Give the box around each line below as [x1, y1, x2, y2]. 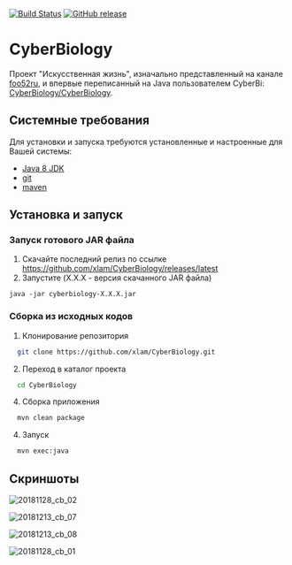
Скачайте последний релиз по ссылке [21, 254, 167, 264]
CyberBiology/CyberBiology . [9, 87, 113, 97]
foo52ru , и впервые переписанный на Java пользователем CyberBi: [9, 78, 265, 88]
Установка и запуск [9, 208, 124, 223]
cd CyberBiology [17, 380, 77, 389]
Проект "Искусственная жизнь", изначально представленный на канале [9, 68, 283, 79]
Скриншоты [9, 471, 80, 486]
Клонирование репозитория [21, 330, 129, 340]
